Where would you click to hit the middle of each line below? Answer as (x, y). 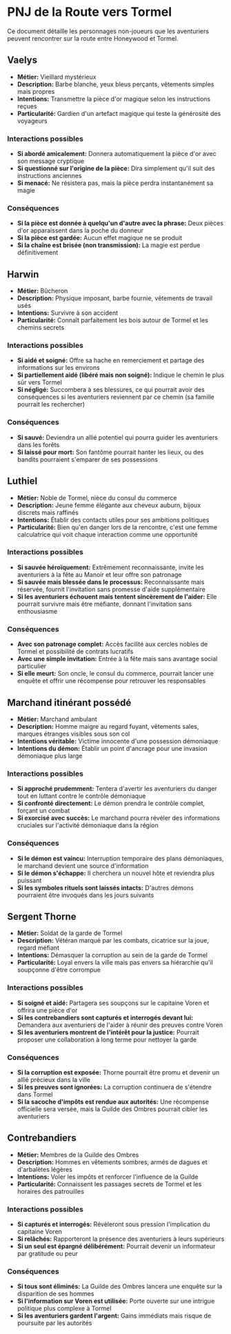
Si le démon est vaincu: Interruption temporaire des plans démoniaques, (120, 858)
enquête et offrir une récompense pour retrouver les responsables (111, 681)
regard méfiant (38, 948)
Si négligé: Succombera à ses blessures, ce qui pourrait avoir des (111, 390)
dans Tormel (35, 1094)
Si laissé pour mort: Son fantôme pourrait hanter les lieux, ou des (110, 452)
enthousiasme (37, 611)
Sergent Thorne (42, 916)
